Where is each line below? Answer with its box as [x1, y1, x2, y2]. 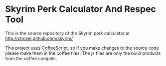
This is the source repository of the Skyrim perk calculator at [5, 30, 130, 36]
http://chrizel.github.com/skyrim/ [5, 35, 73, 41]
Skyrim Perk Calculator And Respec [5, 3, 156, 15]
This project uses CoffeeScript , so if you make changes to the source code [5, 45, 160, 51]
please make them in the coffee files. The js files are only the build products [5, 50, 161, 56]
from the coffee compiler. [5, 55, 57, 61]
